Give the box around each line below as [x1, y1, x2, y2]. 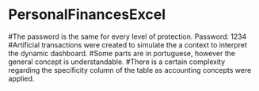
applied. [8, 74, 35, 83]
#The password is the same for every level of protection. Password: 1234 [8, 32, 247, 41]
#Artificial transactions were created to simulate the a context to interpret [8, 40, 248, 49]
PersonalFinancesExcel [8, 6, 166, 24]
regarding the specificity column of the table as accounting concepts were [8, 65, 252, 74]
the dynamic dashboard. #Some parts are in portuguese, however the [8, 48, 236, 58]
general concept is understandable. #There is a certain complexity [8, 57, 226, 66]
